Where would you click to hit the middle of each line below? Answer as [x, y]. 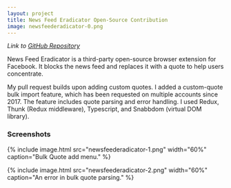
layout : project [30, 13]
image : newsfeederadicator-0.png [55, 26]
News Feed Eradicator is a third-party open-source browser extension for [112, 59]
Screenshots [29, 134]
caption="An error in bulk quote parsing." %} [71, 177]
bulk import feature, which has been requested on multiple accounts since [113, 94]
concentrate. [25, 74]
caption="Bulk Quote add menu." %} [59, 156]
